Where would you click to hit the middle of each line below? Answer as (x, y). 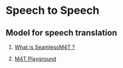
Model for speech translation (62, 33)
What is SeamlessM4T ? (45, 47)
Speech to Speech (52, 11)
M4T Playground (35, 59)
